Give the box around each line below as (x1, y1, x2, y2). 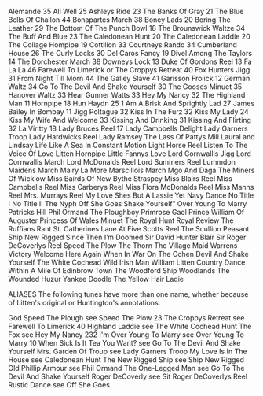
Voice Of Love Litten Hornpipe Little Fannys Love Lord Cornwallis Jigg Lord (8, 149, 251, 158)
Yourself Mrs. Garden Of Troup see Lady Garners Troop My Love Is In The (8, 346, 247, 356)
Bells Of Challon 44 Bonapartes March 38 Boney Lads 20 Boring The (8, 15, 231, 24)
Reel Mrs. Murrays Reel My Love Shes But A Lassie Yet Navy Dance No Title (8, 191, 254, 200)
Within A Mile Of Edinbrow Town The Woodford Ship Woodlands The (8, 266, 230, 275)
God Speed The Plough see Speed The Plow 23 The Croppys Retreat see (8, 313, 245, 322)
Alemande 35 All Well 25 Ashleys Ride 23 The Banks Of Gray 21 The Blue (8, 7, 244, 16)
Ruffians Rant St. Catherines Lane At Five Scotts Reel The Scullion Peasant (8, 224, 250, 233)
